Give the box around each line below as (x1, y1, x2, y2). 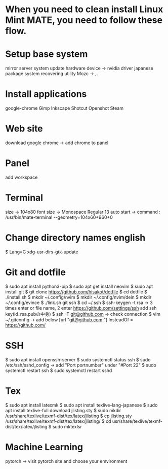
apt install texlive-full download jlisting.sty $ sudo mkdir (5, 407, 121, 413)
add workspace (5, 174, 38, 180)
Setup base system (5, 48, 88, 60)
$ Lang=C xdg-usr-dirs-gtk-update (5, 249, 78, 255)
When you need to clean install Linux (5, 4, 163, 15)
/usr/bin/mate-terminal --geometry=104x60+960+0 (5, 214, 113, 220)
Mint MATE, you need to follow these (5, 14, 163, 26)
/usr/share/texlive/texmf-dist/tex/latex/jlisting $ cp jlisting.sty (5, 413, 132, 419)
